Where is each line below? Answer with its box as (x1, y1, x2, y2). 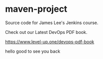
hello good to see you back (5, 48, 61, 54)
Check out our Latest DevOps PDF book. (5, 29, 88, 35)
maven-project (5, 3, 68, 15)
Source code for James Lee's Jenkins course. (5, 20, 99, 26)
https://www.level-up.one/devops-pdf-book (5, 38, 95, 45)
